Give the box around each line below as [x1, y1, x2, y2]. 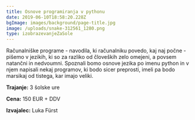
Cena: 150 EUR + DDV [6, 96, 61, 103]
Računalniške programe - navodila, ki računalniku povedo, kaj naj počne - [6, 47, 186, 54]
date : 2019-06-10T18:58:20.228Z [6, 14, 86, 20]
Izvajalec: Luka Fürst [6, 107, 58, 114]
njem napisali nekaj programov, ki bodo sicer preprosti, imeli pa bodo [6, 66, 175, 73]
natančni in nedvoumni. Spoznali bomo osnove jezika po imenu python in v [6, 60, 189, 67]
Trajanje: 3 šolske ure [6, 84, 60, 91]
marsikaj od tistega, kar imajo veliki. [6, 72, 93, 80]
